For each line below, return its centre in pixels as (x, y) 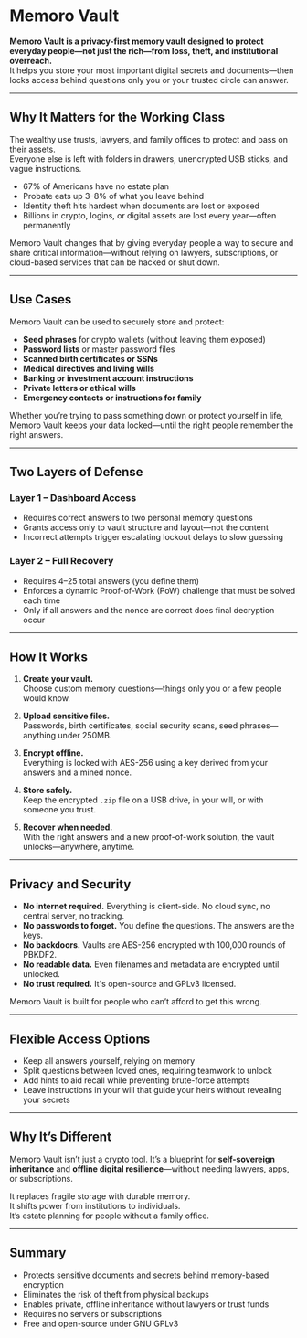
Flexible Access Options (80, 1039)
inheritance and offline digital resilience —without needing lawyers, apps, (149, 1168)
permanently (47, 225)
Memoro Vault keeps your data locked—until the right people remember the (152, 425)
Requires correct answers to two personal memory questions (138, 518)
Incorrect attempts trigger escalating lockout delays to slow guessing (153, 537)
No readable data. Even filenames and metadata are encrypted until (151, 964)
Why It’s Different (61, 1137)
